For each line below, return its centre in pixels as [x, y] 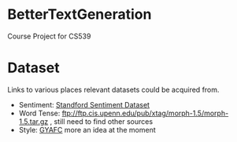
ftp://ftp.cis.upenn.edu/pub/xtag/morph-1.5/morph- [145, 113]
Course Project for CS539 [49, 36]
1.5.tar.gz [33, 121]
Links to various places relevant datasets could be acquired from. [113, 89]
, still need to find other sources [102, 121]
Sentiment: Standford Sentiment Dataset [84, 104]
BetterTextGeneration [80, 15]
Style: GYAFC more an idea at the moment [87, 129]
